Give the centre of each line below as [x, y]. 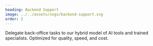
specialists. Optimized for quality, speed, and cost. [57, 38]
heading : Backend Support [32, 10]
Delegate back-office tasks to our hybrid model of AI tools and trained [77, 33]
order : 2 [14, 19]
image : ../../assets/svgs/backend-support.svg [54, 14]
